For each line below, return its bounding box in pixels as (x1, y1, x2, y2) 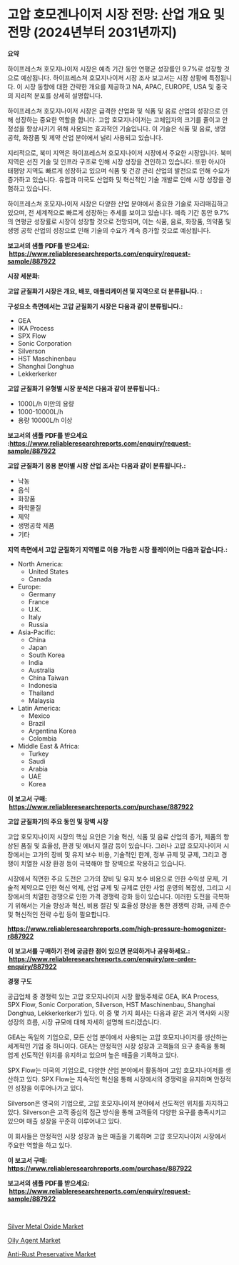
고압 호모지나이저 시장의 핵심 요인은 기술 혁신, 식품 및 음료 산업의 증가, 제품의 (7, 832, 223, 841)
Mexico (28, 711, 51, 720)
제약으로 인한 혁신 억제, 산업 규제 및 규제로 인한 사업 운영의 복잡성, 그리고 (20, 883, 224, 891)
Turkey (28, 749, 49, 758)
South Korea (28, 651, 66, 659)
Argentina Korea (28, 726, 76, 735)
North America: (17, 559, 63, 568)
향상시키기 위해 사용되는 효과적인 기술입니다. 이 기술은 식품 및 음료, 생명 (26, 124, 226, 133)
